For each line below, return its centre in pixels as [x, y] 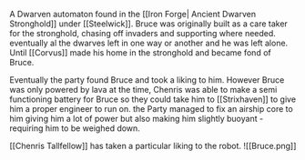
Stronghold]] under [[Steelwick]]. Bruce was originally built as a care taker [149, 24]
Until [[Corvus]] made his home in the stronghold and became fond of [140, 53]
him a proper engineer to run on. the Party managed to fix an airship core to [151, 109]
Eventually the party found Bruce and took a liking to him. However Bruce [147, 80]
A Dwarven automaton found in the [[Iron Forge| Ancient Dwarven [133, 14]
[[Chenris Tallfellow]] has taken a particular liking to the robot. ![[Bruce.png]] [153, 146]
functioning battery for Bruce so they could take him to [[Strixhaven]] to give [153, 99]
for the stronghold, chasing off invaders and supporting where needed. [142, 33]
